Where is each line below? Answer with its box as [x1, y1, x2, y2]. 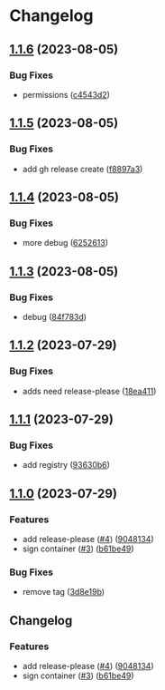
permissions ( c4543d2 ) [22, 89, 111, 100]
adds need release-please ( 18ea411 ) [22, 385, 157, 396]
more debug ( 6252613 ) [22, 238, 109, 248]
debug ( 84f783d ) [22, 311, 87, 322]
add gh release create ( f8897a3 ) [22, 163, 143, 174]
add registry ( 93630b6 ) [22, 460, 111, 471]
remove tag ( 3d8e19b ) [22, 587, 105, 598]
